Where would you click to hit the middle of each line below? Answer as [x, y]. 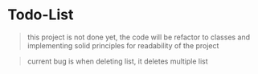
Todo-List [41, 15]
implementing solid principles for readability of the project [123, 45]
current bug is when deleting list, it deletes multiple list [117, 61]
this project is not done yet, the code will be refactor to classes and [139, 37]
